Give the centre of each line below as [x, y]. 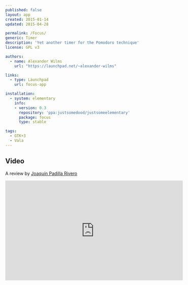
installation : [20, 94]
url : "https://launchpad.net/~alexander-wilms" [65, 66]
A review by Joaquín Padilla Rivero [41, 173]
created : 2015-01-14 [27, 19]
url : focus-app [30, 85]
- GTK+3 [18, 136]
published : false [24, 10]
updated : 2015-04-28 [27, 24]
